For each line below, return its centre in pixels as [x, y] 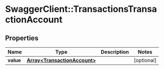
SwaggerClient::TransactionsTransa [81, 9]
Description [115, 52]
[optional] [145, 60]
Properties [22, 38]
